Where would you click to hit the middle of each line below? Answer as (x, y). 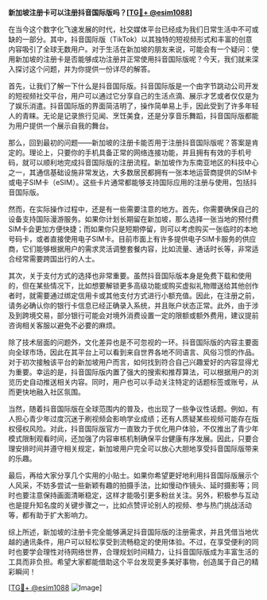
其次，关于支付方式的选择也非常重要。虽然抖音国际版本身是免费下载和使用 (130, 276)
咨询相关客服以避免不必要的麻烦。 (64, 325)
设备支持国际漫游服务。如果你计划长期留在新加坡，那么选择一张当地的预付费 (133, 219)
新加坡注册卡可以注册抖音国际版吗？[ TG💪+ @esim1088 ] (101, 12)
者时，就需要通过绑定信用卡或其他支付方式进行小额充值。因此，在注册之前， (133, 296)
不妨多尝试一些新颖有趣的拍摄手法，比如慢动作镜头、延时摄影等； (143, 485)
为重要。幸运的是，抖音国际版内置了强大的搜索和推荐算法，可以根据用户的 (130, 372)
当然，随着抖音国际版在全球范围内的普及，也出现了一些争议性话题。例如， (130, 409)
